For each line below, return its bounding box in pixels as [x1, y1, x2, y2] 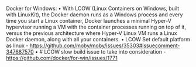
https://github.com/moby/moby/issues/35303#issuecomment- [29, 42, 180, 49]
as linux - [6, 42, 29, 49]
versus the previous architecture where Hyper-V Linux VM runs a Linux [6, 30, 177, 37]
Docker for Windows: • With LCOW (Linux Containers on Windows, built [6, 5, 180, 12]
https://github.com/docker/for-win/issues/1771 [6, 55, 118, 61]
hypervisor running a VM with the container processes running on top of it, [6, 23, 186, 30]
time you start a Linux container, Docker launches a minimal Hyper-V [6, 17, 171, 24]
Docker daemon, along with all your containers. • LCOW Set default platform [6, 36, 191, 43]
